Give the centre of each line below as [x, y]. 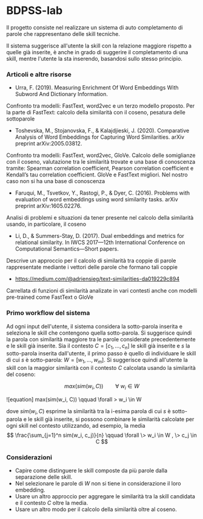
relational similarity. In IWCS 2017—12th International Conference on [100, 242]
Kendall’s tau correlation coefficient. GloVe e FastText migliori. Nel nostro [97, 175]
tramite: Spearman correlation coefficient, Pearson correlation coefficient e [100, 169]
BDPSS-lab [35, 11]
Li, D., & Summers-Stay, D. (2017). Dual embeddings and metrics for [100, 236]
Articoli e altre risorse [39, 74]
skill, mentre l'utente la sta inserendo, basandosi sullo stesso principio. [95, 58]
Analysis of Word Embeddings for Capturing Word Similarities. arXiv [100, 137]
